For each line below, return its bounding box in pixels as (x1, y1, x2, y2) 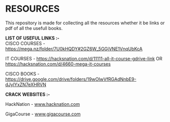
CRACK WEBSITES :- (5, 91, 50, 97)
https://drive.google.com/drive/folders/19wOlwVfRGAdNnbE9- (5, 76, 136, 82)
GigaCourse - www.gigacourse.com (5, 111, 81, 117)
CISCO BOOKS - (5, 70, 40, 76)
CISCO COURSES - (5, 40, 45, 46)
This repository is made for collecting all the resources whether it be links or (5, 20, 165, 26)
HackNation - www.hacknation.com (5, 101, 80, 107)
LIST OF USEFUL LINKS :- (5, 35, 60, 41)
